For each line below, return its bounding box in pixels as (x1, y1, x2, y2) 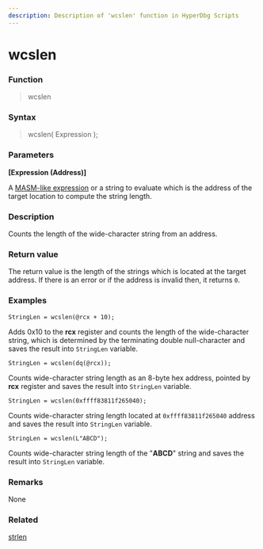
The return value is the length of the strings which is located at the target (8, 267, 247, 276)
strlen (8, 532, 28, 542)
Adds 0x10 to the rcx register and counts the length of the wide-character (8, 326, 250, 337)
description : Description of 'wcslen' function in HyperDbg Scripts (8, 11, 239, 20)
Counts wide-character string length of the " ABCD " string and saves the (8, 448, 244, 458)
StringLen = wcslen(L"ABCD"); (8, 434, 109, 442)
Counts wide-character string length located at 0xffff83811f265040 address (8, 410, 255, 420)
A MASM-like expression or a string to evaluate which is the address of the (8, 183, 253, 193)
